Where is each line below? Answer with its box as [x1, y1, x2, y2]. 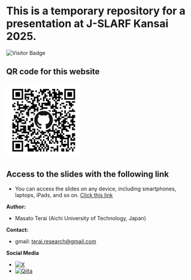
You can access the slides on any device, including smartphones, [14, 185, 177, 192]
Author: [6, 203, 26, 210]
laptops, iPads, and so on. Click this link [14, 191, 113, 198]
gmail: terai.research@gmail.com [14, 238, 97, 245]
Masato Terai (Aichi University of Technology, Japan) [14, 214, 147, 221]
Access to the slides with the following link [6, 169, 169, 180]
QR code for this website [6, 67, 100, 77]
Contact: [6, 226, 29, 233]
